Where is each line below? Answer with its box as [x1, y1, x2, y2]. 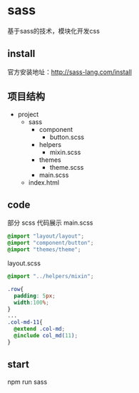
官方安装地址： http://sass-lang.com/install [7, 67, 132, 76]
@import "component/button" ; [7, 240, 94, 247]
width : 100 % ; [14, 299, 50, 306]
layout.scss [7, 259, 41, 267]
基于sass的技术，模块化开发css [7, 26, 100, 35]
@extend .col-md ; [14, 325, 66, 333]
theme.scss [49, 163, 84, 171]
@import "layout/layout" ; [7, 233, 84, 240]
